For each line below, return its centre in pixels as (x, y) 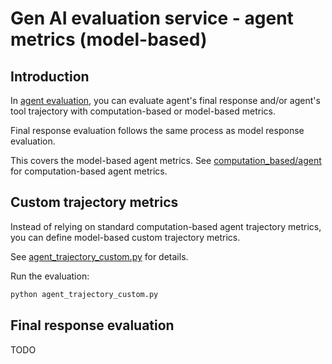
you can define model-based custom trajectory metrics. (125, 237)
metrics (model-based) (109, 39)
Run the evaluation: (50, 276)
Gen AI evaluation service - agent (152, 18)
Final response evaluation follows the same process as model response (157, 130)
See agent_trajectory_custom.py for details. (99, 256)
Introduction (50, 76)
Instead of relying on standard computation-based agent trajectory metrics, (166, 226)
